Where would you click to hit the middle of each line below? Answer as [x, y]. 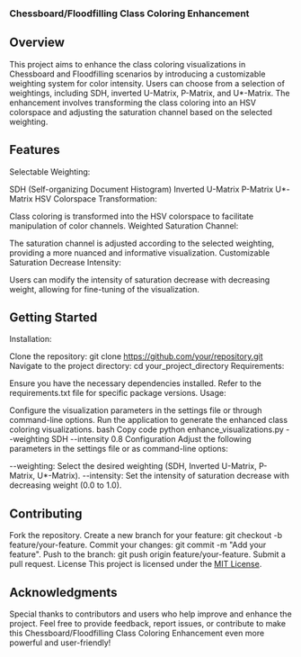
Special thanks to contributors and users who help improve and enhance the [150, 614]
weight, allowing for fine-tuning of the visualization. [105, 289]
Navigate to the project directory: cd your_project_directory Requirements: [147, 366]
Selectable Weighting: [50, 171]
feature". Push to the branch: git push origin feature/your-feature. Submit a [147, 554]
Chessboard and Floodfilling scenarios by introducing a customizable [137, 74]
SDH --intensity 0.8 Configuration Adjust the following [151, 439]
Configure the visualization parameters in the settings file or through [136, 410]
